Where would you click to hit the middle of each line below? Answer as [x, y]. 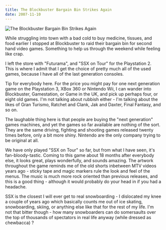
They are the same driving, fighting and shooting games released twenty [79, 130]
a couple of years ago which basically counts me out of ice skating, [74, 201]
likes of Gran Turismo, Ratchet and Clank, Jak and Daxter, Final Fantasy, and [83, 104]
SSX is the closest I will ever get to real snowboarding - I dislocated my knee [83, 196]
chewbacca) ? [20, 223]
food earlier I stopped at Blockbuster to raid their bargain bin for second [79, 43]
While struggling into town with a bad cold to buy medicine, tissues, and [79, 38]
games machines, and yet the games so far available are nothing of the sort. [83, 125]
